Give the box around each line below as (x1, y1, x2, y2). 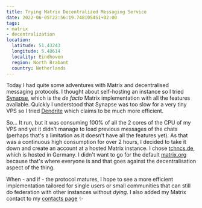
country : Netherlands (11, 65, 66, 71)
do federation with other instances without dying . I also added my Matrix (6, 189, 187, 196)
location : (6, 37, 31, 43)
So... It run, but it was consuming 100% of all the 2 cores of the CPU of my (6, 119, 191, 126)
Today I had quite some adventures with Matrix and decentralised (6, 82, 169, 89)
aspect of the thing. (6, 164, 55, 171)
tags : (6, 20, 20, 26)
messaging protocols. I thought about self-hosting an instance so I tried (6, 88, 184, 96)
